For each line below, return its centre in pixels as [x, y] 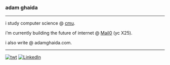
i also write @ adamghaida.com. [39, 43]
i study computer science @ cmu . [40, 23]
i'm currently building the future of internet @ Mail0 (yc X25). [69, 33]
